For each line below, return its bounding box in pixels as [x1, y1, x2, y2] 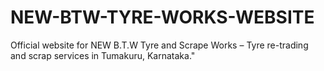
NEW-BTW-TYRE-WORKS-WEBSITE [10, 6, 315, 29]
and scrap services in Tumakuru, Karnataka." [10, 49, 196, 61]
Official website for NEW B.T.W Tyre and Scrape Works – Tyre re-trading [10, 39, 309, 51]
